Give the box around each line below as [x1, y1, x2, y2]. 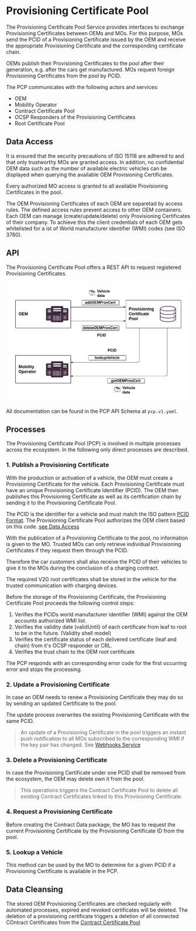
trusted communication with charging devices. [6, 582, 118, 589]
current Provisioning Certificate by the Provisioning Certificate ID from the [6, 827, 184, 834]
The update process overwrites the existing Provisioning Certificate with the [6, 711, 190, 718]
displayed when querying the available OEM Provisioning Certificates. [6, 171, 174, 178]
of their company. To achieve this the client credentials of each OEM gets [6, 219, 183, 226]
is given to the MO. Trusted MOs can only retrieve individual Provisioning [6, 540, 181, 547]
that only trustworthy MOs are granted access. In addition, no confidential [6, 158, 184, 165]
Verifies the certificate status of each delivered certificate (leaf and [14, 636, 177, 643]
